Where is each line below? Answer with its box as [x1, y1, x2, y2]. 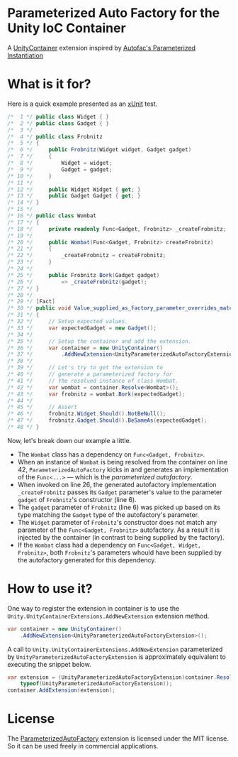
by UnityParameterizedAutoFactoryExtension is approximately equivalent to [7, 652, 227, 661]
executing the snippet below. [7, 660, 91, 668]
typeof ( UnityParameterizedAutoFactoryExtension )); [20, 680, 173, 687]
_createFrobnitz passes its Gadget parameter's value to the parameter [17, 488, 222, 496]
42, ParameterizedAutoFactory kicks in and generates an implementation [17, 465, 229, 474]
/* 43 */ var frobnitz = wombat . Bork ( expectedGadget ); [7, 391, 186, 398]
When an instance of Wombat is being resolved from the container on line [17, 457, 228, 466]
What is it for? [7, 76, 91, 92]
